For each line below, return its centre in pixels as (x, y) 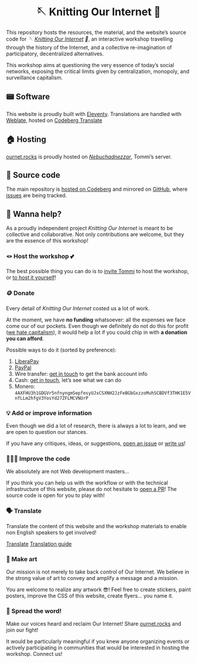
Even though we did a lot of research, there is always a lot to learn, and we (96, 426)
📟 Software (28, 97)
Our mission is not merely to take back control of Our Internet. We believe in (98, 572)
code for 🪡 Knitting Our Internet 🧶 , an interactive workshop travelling (89, 39)
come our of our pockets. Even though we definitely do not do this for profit (97, 326)
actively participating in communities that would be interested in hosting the (98, 648)
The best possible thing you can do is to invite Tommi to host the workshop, (98, 271)
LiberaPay (27, 361)
